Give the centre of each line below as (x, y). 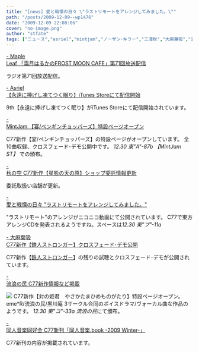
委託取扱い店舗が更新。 (35, 186)
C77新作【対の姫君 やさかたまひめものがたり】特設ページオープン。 (98, 296)
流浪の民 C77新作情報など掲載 (43, 284)
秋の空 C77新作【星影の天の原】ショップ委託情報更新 (72, 173)
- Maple (16, 56)
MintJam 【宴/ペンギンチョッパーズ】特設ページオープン (75, 126)
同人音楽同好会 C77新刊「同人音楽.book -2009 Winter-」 (76, 330)
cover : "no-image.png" (34, 28)
